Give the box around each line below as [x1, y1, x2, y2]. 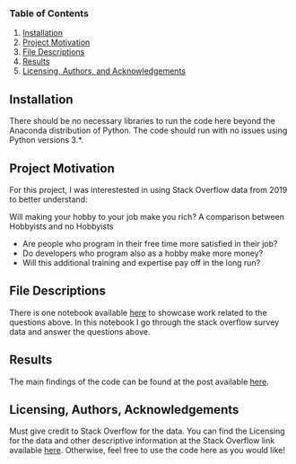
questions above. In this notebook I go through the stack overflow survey [9, 317, 280, 328]
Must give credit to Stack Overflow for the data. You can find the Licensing [9, 425, 285, 437]
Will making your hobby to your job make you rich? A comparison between [9, 211, 285, 222]
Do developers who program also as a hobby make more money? [22, 248, 264, 258]
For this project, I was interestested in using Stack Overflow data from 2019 [9, 184, 288, 195]
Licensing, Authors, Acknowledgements [9, 402, 239, 417]
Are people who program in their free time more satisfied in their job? [22, 238, 278, 249]
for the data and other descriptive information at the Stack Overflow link [9, 435, 275, 446]
